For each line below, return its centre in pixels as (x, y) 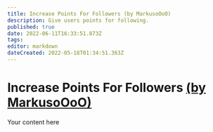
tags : (15, 40)
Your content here (33, 122)
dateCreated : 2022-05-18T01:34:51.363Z (66, 53)
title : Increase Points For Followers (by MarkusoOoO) (89, 14)
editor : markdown (33, 46)
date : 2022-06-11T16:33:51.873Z (54, 33)
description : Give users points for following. (78, 20)
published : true (31, 27)
